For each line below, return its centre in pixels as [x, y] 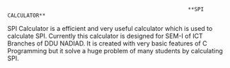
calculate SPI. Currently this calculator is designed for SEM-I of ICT [105, 36]
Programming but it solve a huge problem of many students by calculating [115, 51]
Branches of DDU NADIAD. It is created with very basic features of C [107, 43]
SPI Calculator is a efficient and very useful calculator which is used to [110, 28]
